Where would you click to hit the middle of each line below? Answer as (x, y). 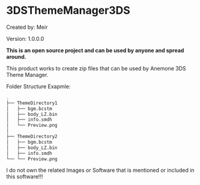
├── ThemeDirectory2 (32, 137)
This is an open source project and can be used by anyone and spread (95, 50)
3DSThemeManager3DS (68, 11)
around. (17, 56)
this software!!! (25, 177)
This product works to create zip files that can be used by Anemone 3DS (96, 68)
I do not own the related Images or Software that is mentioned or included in (100, 170)
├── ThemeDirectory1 (32, 103)
